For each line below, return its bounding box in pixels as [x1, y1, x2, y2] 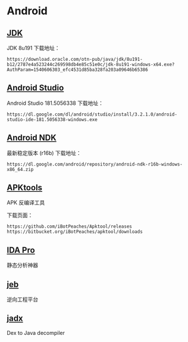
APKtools [7, 183, 43, 193]
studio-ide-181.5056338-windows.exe [7, 116, 98, 123]
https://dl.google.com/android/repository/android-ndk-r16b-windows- [7, 161, 183, 167]
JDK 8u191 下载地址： [7, 45, 60, 51]
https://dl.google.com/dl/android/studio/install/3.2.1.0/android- [7, 111, 178, 117]
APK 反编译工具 [7, 199, 45, 206]
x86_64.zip [7, 166, 34, 172]
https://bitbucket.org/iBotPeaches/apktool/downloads [7, 229, 143, 235]
